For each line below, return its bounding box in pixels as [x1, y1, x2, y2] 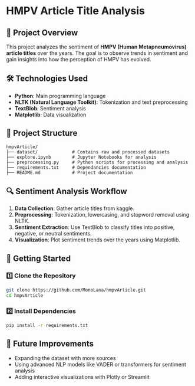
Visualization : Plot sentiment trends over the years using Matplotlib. [14, 236, 181, 243]
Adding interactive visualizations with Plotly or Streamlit [14, 373, 150, 380]
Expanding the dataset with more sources [14, 354, 116, 361]
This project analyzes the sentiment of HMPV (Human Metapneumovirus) [6, 43, 187, 50]
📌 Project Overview [6, 28, 78, 38]
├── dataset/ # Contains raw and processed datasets [6, 149, 170, 155]
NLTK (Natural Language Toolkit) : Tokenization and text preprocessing [14, 99, 189, 106]
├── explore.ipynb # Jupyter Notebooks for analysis [6, 154, 157, 160]
